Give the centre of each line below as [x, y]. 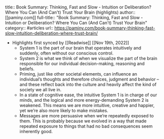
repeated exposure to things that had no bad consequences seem [86, 126]
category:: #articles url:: [29, 28]
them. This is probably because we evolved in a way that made [83, 121]
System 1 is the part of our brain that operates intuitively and [80, 48]
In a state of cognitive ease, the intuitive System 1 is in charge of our [88, 95]
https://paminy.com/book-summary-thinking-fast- [105, 28]
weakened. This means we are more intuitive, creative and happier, [87, 105]
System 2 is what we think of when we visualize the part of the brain [88, 58]
